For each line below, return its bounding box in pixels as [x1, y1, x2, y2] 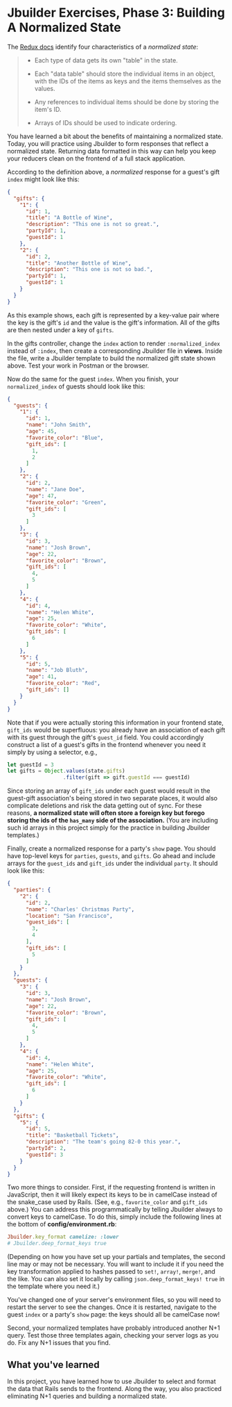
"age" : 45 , [25, 428, 57, 435]
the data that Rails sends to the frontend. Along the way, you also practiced [7, 1385, 222, 1392]
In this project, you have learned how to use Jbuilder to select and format [7, 1377, 216, 1385]
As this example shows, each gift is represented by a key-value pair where [7, 311, 220, 319]
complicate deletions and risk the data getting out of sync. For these [7, 801, 202, 810]
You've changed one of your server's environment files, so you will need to [7, 1296, 222, 1304]
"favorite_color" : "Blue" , [25, 434, 104, 441]
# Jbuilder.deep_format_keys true [7, 1240, 107, 1247]
